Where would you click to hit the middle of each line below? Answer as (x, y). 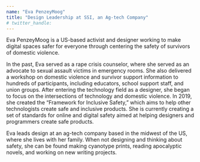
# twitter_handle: (29, 23)
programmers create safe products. (50, 122)
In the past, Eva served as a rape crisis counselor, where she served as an (98, 64)
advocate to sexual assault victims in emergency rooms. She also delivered (99, 71)
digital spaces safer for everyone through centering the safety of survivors (98, 46)
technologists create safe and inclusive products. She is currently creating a (100, 109)
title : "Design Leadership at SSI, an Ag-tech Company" (77, 17)
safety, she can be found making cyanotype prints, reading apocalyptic (94, 146)
